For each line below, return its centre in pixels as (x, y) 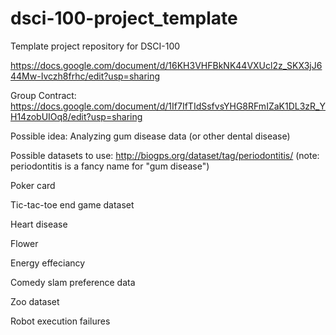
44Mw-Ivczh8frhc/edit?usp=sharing (85, 76)
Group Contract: (43, 95)
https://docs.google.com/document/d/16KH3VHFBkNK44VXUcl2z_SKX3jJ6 (166, 65)
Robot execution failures (60, 321)
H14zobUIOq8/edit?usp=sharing (76, 116)
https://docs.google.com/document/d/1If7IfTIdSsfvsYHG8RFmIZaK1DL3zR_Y (168, 106)
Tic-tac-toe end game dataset (72, 204)
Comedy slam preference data (73, 282)
